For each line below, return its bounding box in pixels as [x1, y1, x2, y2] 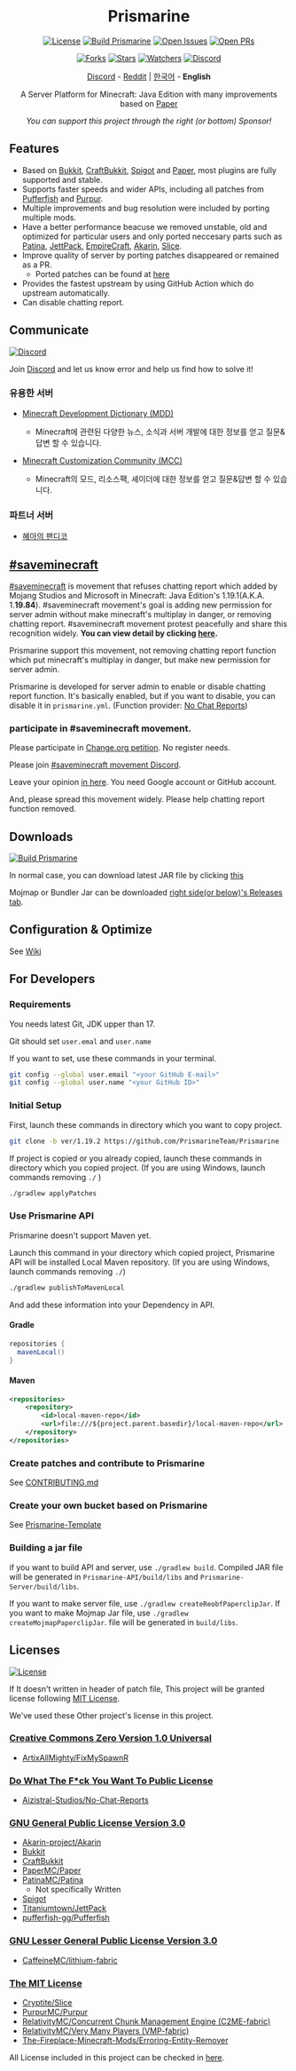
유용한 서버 [9, 387, 54, 400]
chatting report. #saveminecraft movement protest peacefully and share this [9, 618, 288, 629]
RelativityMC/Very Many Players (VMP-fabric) [21, 2026, 190, 2036]
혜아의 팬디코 [21, 531, 68, 542]
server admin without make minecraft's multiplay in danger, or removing [9, 608, 272, 619]
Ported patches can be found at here [35, 268, 170, 279]
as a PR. [21, 259, 52, 270]
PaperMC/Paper [21, 1865, 82, 1876]
